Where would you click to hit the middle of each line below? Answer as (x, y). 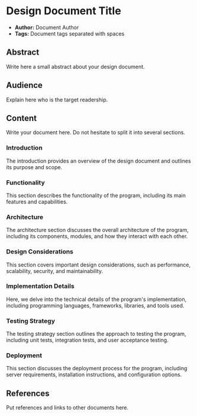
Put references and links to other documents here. (67, 408)
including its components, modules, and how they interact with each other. (97, 236)
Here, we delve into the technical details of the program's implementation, (96, 299)
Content (22, 118)
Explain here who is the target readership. (57, 100)
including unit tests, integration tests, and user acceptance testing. (87, 340)
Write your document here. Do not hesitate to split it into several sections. (96, 132)
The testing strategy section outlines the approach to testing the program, (96, 334)
